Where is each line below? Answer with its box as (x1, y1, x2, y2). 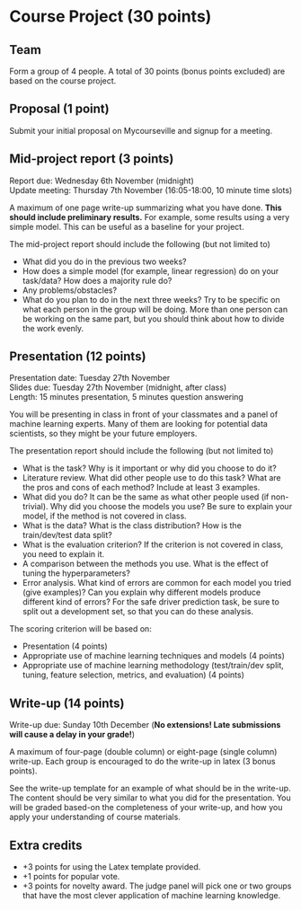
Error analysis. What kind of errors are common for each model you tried (22, 578, 292, 588)
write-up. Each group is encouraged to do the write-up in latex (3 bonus (9, 756, 276, 767)
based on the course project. (9, 75, 117, 86)
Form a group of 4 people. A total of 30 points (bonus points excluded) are (9, 66, 286, 76)
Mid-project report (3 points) (9, 151, 174, 167)
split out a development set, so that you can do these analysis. (22, 606, 254, 617)
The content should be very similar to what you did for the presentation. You (9, 792, 292, 803)
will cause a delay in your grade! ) (9, 729, 136, 740)
